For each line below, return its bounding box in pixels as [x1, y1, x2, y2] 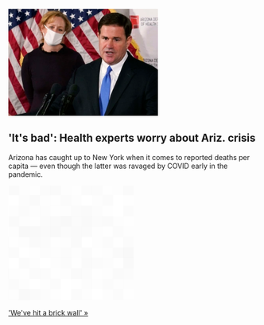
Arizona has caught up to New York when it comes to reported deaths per [8, 152, 250, 162]
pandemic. [8, 169, 44, 179]
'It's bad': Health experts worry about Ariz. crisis [8, 131, 256, 145]
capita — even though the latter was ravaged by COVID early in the [8, 161, 228, 170]
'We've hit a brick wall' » [8, 307, 89, 317]
